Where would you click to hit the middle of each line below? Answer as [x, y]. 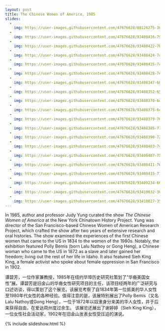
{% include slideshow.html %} [35, 324]
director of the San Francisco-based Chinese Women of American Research [82, 226]
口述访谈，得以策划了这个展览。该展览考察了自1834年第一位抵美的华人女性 [81, 289]
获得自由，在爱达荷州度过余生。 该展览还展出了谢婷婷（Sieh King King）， [84, 308]
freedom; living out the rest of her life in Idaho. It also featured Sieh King [78, 257]
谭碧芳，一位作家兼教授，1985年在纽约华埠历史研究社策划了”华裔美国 [75, 277]
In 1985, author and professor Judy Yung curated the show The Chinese [78, 215]
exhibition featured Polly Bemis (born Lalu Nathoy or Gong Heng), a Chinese [82, 246]
